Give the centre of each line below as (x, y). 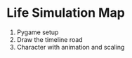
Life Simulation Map (66, 13)
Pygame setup (38, 32)
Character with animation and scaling (71, 47)
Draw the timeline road (49, 39)
